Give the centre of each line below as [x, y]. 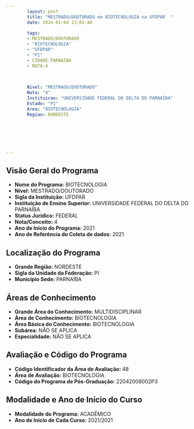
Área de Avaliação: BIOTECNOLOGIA [59, 375]
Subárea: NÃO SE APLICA [46, 330]
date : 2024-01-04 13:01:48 [60, 22]
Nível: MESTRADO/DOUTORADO [54, 191]
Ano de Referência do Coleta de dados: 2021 [69, 234]
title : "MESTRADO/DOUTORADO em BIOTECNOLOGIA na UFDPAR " [100, 17]
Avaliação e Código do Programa [66, 355]
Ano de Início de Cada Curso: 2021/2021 [64, 420]
